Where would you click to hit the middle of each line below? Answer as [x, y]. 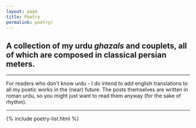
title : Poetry [23, 17]
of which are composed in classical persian [86, 55]
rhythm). [16, 102]
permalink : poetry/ [30, 22]
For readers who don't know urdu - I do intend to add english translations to [97, 83]
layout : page [22, 11]
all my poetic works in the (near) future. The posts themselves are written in [97, 90]
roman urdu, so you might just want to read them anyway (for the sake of [94, 96]
